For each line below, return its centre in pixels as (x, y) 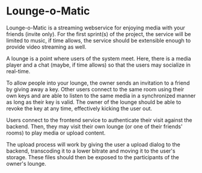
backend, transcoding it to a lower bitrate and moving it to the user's (91, 151)
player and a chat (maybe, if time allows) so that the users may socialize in (99, 65)
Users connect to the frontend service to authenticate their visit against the (99, 120)
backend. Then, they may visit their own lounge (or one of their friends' (94, 126)
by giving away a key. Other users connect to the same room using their (95, 89)
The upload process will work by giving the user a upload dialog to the (93, 144)
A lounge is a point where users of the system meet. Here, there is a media (99, 58)
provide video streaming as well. (46, 47)
